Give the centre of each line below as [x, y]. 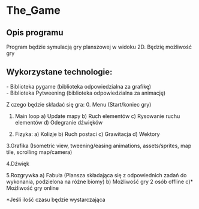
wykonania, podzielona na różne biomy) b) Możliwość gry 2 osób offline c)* [100, 181]
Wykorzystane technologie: [59, 72]
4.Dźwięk [18, 163]
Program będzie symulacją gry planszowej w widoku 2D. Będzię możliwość [99, 47]
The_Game [34, 10]
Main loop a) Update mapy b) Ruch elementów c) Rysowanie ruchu [97, 116]
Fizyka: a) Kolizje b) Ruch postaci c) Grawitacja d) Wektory [87, 134]
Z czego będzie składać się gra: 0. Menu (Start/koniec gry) [79, 104]
